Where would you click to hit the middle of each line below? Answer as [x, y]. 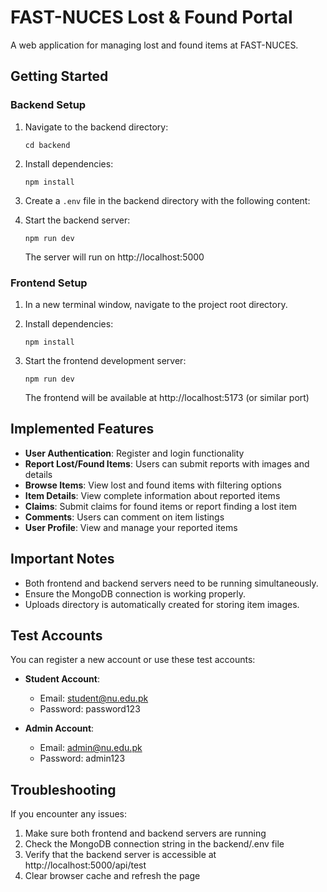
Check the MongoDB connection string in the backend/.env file [154, 844]
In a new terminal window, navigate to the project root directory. [156, 304]
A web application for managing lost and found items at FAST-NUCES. [154, 45]
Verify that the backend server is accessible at [120, 855]
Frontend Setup [49, 283]
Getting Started [59, 76]
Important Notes [62, 559]
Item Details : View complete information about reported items [152, 495]
